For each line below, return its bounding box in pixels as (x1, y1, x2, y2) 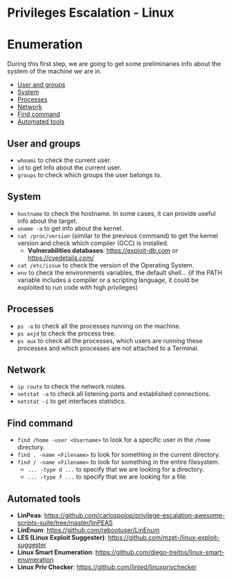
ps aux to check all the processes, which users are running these (17, 336, 203, 345)
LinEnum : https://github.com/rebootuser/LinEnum (17, 526, 160, 534)
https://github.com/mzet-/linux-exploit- (107, 534, 220, 541)
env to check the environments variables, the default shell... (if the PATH (17, 268, 223, 276)
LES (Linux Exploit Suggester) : (17, 534, 107, 541)
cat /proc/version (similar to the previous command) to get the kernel (17, 231, 218, 240)
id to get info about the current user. (17, 163, 122, 172)
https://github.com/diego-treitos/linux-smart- (95, 548, 225, 556)
